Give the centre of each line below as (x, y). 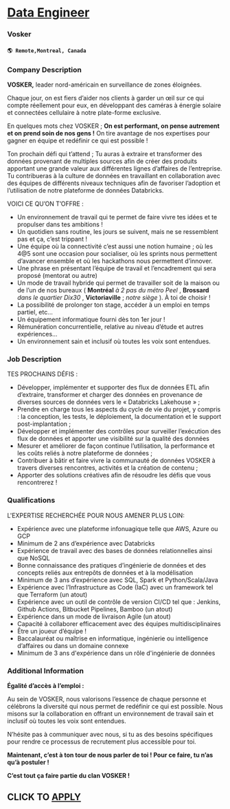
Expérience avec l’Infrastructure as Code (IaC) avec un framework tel (115, 587)
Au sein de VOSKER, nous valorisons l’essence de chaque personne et (107, 699)
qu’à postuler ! (28, 762)
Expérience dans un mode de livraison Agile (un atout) (94, 616)
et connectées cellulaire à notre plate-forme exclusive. (84, 112)
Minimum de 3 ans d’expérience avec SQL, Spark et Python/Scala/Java (117, 580)
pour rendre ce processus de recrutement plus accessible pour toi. (102, 742)
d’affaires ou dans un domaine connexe (73, 645)
